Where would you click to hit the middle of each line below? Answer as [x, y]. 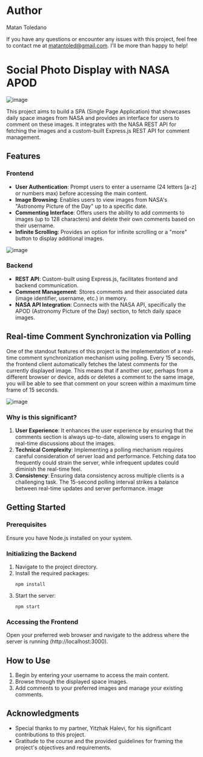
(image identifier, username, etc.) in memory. [71, 298]
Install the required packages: [52, 573]
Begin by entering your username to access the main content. [92, 675]
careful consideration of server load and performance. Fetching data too [105, 456]
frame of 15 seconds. [33, 390]
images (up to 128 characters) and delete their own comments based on [105, 219]
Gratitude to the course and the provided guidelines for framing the [99, 741]
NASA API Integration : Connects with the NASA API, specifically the [100, 304]
